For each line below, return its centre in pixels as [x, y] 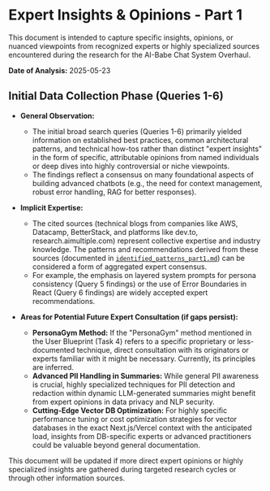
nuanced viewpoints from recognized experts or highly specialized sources [134, 46]
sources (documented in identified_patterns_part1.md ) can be [139, 258]
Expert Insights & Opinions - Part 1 [126, 15]
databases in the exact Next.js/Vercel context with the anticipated [142, 428]
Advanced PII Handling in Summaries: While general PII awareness [146, 376]
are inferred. [53, 367]
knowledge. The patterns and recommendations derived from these [146, 249]
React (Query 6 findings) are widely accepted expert [120, 292]
